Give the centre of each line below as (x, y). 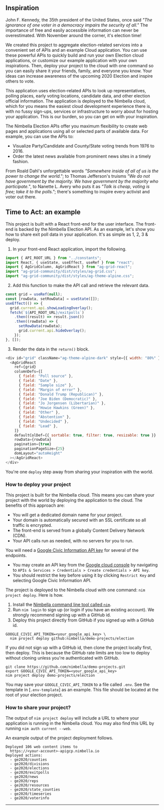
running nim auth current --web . (38, 728)
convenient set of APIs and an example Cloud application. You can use (76, 50)
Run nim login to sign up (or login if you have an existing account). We (83, 609)
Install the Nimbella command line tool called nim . (62, 604)
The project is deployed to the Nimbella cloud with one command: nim (75, 590)
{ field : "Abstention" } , (45, 417)
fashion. (21, 161)
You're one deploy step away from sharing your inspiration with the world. (80, 472)
